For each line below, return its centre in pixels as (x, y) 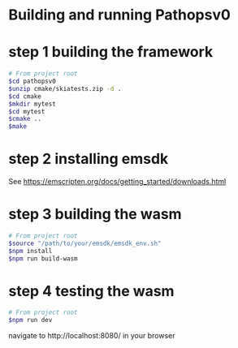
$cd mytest (27, 111)
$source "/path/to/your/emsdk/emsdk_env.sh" (85, 243)
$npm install (30, 251)
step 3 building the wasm (95, 215)
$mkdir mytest (32, 104)
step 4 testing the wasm (91, 291)
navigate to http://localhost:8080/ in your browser (92, 336)
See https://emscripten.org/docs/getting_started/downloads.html (117, 182)
